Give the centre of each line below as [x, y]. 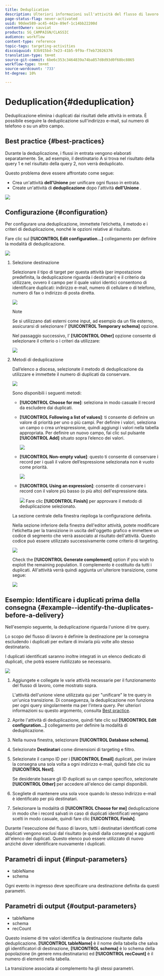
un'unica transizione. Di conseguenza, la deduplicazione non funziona [83, 700]
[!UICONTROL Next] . [33, 769]
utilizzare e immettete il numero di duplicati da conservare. [71, 374]
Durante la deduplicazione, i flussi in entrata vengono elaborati [68, 153]
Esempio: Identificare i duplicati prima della [73, 600]
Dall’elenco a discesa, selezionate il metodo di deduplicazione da [78, 369]
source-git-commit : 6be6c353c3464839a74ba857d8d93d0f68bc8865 [70, 60]
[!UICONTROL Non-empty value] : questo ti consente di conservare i [89, 457]
